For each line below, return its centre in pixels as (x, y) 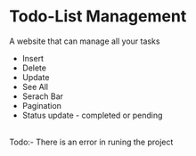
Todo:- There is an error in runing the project (91, 142)
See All (35, 86)
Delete (34, 68)
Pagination (42, 105)
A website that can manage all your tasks (85, 41)
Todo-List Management (98, 16)
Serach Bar (43, 96)
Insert (33, 58)
